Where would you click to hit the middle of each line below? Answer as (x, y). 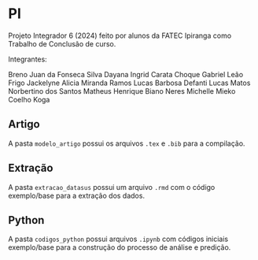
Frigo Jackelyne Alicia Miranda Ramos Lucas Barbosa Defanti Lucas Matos (129, 83)
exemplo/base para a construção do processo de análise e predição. (120, 247)
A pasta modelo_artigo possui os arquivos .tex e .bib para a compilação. (127, 143)
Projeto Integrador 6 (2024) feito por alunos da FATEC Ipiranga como (120, 35)
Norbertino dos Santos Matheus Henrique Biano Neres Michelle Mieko (122, 91)
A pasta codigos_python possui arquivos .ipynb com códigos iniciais (118, 239)
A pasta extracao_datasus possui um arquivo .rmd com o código (112, 187)
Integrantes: (28, 59)
